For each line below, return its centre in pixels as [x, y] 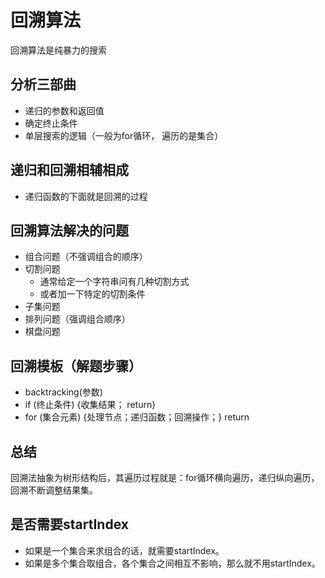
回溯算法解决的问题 [69, 230]
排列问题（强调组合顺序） [77, 319]
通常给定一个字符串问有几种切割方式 [114, 282]
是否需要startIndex [69, 524]
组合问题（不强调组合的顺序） [86, 257]
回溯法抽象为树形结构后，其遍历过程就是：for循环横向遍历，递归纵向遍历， [165, 477]
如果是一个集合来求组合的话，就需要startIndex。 [124, 550]
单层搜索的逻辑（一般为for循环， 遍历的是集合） [124, 135]
